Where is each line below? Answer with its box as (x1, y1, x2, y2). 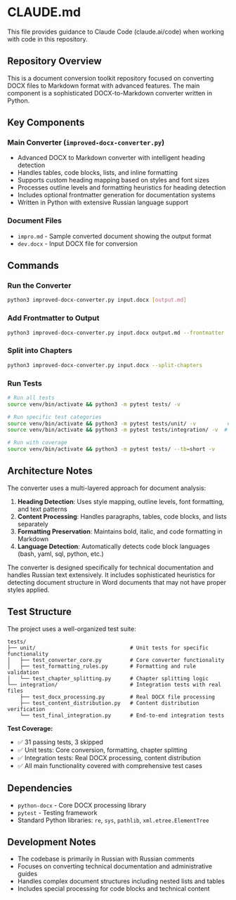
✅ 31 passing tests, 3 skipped (17, 738, 104, 746)
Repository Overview (7, 55, 102, 67)
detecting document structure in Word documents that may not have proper (7, 578, 227, 586)
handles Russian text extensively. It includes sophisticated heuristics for (7, 570, 216, 579)
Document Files (7, 216, 62, 225)
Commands (7, 260, 60, 272)
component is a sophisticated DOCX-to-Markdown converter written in (7, 88, 213, 97)
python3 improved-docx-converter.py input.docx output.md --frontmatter (7, 329, 225, 336)
